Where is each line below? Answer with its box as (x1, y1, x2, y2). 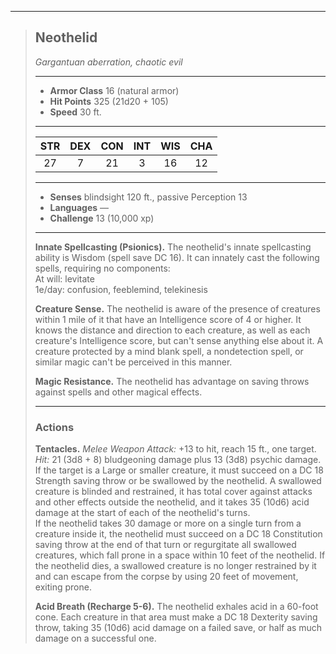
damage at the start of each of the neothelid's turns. (34, 507, 251, 519)
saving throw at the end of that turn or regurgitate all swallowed (34, 539, 297, 551)
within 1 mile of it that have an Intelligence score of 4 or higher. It (34, 313, 302, 325)
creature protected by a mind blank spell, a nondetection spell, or (34, 345, 304, 357)
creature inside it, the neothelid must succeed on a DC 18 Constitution (34, 528, 323, 540)
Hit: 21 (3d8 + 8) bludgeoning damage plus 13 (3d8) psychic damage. (34, 454, 322, 466)
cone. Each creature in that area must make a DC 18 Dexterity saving (34, 611, 318, 623)
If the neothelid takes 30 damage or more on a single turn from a (34, 517, 302, 530)
